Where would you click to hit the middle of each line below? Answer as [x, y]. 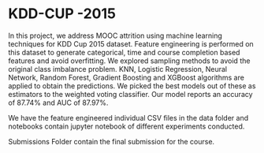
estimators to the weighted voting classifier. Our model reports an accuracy [131, 94]
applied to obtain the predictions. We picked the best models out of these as [132, 86]
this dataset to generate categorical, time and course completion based [124, 52]
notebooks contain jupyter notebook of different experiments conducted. [126, 126]
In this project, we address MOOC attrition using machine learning [115, 35]
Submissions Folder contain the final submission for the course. [112, 141]
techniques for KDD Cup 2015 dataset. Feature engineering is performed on [131, 43]
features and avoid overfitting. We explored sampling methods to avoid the [129, 61]
